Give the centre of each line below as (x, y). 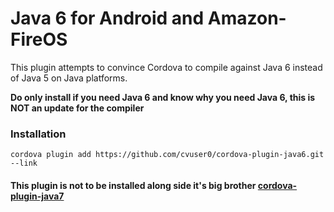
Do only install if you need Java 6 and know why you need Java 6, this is (163, 97)
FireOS (39, 39)
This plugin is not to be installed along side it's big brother (133, 185)
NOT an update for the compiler (77, 108)
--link (24, 163)
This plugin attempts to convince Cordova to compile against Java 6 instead (166, 67)
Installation (38, 134)
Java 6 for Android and (107, 18)
